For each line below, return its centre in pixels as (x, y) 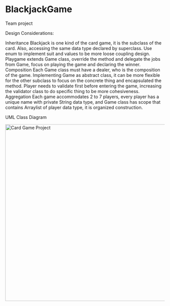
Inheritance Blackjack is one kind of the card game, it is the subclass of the (83, 43)
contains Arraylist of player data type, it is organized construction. (74, 107)
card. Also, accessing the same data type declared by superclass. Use (79, 48)
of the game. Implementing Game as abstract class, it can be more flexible (83, 75)
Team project (19, 23)
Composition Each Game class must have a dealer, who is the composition (83, 70)
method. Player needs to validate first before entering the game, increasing (83, 86)
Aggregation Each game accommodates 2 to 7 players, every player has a (82, 97)
